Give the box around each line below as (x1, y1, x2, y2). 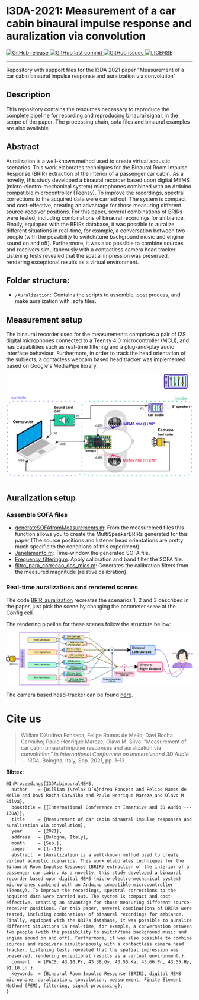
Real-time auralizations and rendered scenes (6, 583, 138, 591)
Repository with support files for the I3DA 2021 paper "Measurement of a (6, 66, 185, 73)
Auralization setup (6, 493, 76, 503)
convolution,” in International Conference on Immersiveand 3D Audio (20, 750, 190, 758)
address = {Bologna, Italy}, (11, 834, 89, 840)
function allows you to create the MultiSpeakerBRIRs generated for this (14, 530, 188, 537)
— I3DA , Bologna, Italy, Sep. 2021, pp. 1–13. (20, 756, 126, 764)
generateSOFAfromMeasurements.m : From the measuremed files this (14, 524, 185, 531)
